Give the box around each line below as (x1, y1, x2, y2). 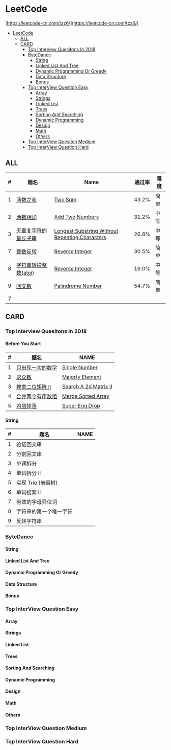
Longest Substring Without (54, 227, 119, 234)
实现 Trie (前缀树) (16, 479, 58, 486)
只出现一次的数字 (16, 364, 58, 371)
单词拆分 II (16, 470, 41, 477)
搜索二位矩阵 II (16, 383, 51, 391)
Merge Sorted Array (62, 393, 110, 400)
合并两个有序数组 (16, 393, 58, 400)
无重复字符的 (16, 227, 47, 234)
